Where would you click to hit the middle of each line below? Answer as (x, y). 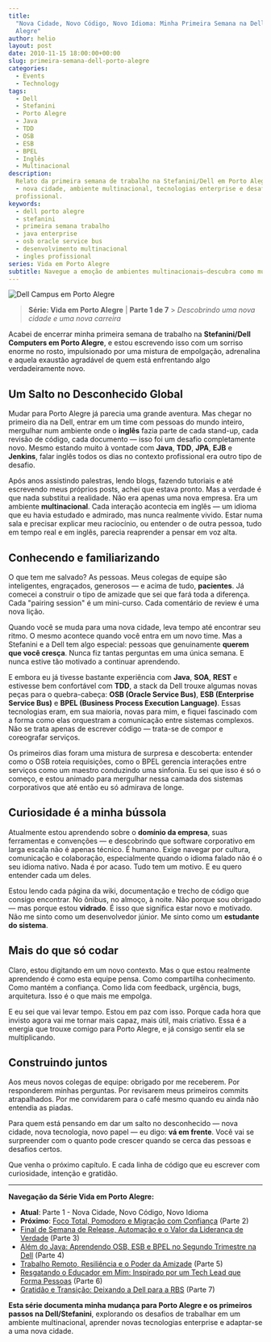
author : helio (32, 38)
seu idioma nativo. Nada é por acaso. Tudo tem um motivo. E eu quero (125, 867)
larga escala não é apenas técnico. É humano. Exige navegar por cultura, (129, 849)
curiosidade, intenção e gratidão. (63, 1174)
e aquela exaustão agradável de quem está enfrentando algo (109, 360)
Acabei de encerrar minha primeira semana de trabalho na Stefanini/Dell (130, 334)
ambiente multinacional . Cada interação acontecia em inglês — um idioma (132, 507)
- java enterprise (47, 234)
